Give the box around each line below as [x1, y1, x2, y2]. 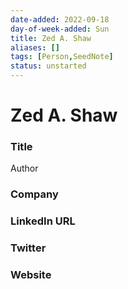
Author [10, 162, 39, 175]
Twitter [10, 241, 47, 255]
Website [10, 268, 52, 282]
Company [10, 187, 59, 201]
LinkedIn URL [10, 214, 76, 228]
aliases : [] [10, 42, 60, 53]
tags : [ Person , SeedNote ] [10, 52, 114, 62]
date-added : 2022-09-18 [10, 14, 110, 25]
